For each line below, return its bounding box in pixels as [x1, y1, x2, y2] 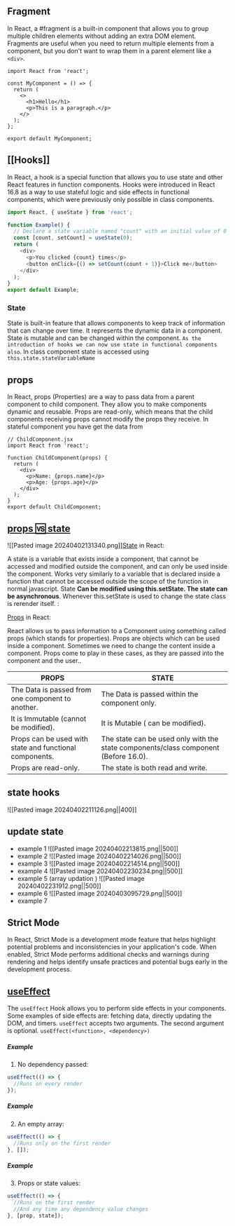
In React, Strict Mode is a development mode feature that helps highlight [7, 936, 216, 944]
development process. [7, 965, 72, 974]
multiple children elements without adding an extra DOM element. [7, 32, 197, 40]
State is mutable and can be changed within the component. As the [7, 334, 201, 342]
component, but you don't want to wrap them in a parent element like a [7, 46, 212, 55]
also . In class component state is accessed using [7, 347, 149, 356]
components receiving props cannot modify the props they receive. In [7, 415, 208, 424]
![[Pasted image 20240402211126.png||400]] [7, 805, 137, 814]
